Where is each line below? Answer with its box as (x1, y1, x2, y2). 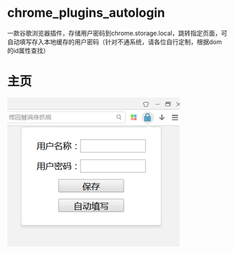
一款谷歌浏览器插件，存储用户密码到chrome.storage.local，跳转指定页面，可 (7, 29, 228, 37)
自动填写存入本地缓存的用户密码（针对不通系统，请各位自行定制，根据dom (7, 37, 222, 46)
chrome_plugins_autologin (7, 5, 166, 21)
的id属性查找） (7, 46, 50, 55)
